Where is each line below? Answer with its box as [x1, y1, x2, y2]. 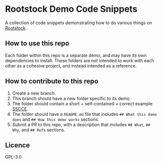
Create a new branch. [12, 90, 56, 96]
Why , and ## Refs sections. [12, 127, 65, 132]
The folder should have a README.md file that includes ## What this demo [12, 111, 157, 117]
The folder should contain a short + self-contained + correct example [12, 100, 153, 106]
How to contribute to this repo [5, 77, 99, 86]
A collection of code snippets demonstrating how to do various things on [5, 20, 152, 26]
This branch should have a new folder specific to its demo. [12, 95, 131, 101]
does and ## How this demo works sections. [12, 116, 100, 122]
